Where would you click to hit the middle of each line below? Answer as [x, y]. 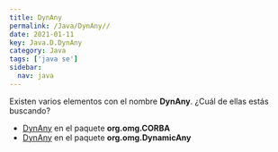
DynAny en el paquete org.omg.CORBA [96, 128]
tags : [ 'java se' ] [44, 59]
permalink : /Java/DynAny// [60, 26]
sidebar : [26, 68]
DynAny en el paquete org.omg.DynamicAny [107, 137]
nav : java [36, 76]
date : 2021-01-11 [42, 34]
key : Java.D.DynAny [46, 42]
